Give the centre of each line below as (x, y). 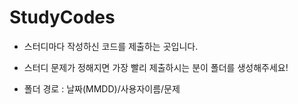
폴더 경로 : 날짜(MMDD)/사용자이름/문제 (102, 88)
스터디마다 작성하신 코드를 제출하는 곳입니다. (111, 46)
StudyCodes (62, 17)
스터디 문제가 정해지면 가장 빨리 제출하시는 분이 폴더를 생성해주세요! (156, 67)
